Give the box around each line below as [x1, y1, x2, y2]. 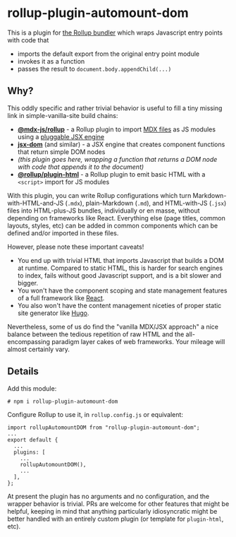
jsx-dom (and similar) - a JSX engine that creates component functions [17, 140, 225, 148]
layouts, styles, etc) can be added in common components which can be [7, 221, 218, 230]
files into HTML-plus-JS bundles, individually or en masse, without [7, 206, 200, 215]
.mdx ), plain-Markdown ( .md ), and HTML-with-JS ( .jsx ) [67, 199, 227, 207]
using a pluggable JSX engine [17, 132, 104, 141]
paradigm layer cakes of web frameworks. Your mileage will [51, 337, 225, 346]
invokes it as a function [17, 57, 85, 65]
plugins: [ [13, 449, 46, 456]
